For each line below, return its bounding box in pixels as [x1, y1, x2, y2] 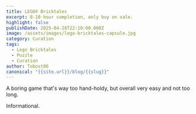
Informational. [6, 102, 40, 109]
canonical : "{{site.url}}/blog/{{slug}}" [6, 69, 110, 75]
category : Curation [6, 36, 54, 42]
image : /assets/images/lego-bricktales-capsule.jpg [6, 31, 136, 36]
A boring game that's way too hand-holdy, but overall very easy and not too [6, 85, 190, 92]
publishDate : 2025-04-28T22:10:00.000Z [6, 25, 104, 31]
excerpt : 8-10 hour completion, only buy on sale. [6, 14, 133, 20]
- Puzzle [11, 52, 33, 58]
